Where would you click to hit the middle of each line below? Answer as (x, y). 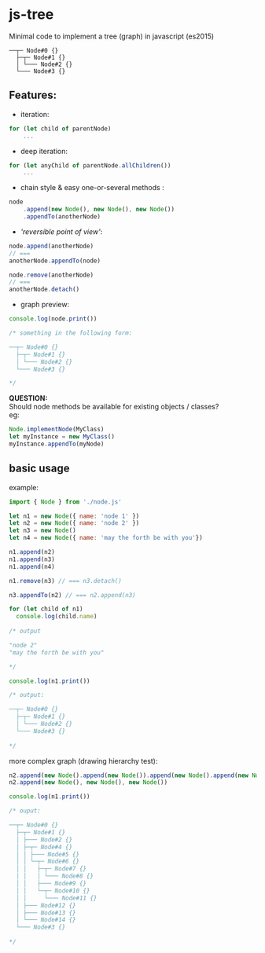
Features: (33, 95)
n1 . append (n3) (32, 559)
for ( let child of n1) (46, 609)
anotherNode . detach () (44, 290)
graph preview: (45, 305)
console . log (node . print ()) (53, 319)
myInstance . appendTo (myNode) (57, 444)
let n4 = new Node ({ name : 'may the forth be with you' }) (106, 538)
